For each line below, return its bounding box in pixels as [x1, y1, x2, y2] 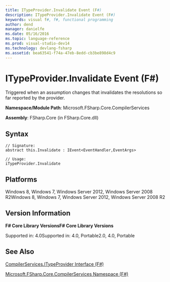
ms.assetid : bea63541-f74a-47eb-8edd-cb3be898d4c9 [5, 50, 116, 55]
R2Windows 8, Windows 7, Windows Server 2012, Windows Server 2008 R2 [5, 194, 165, 200]
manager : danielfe [5, 27, 45, 32]
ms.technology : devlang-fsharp [5, 46, 72, 51]
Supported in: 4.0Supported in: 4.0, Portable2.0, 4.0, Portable [5, 232, 135, 238]
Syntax [5, 129, 29, 138]
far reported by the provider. [5, 95, 66, 101]
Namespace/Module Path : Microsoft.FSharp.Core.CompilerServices [5, 105, 150, 111]
